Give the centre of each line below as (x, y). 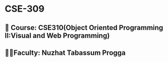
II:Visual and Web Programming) (57, 35)
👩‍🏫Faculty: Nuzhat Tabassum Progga (65, 53)
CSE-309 (25, 9)
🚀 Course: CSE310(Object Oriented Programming (84, 28)
